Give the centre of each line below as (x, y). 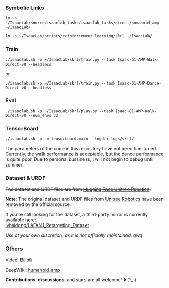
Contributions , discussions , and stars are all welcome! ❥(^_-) (71, 280)
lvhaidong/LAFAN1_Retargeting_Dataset (47, 225)
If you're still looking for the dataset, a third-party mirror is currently (77, 215)
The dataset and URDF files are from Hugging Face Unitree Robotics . (78, 189)
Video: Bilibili (19, 260)
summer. (15, 165)
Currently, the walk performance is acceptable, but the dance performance (84, 154)
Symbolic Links (25, 8)
